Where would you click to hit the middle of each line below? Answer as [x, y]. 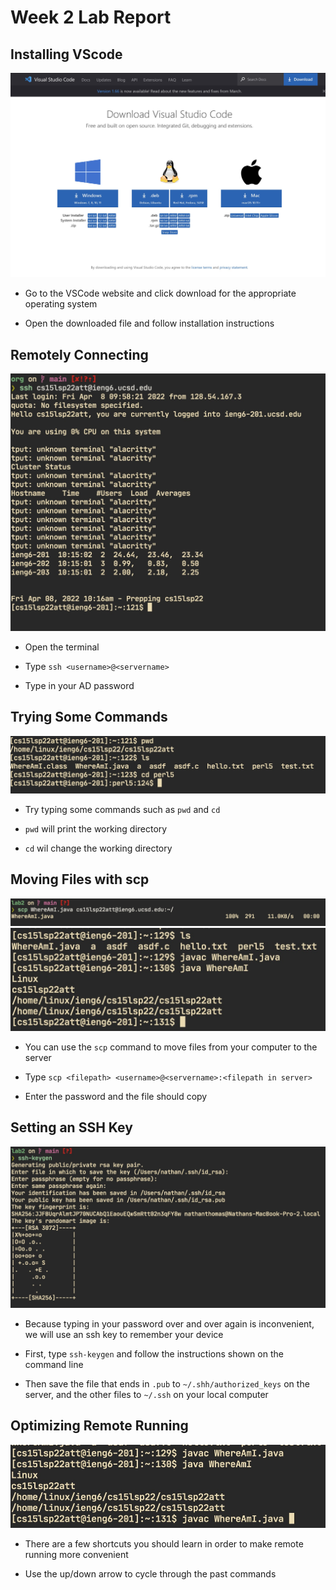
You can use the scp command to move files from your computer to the [171, 1047]
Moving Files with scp [80, 879]
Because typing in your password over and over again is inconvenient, [169, 1323]
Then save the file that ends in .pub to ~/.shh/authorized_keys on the [167, 1383]
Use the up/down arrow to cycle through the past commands [150, 1574]
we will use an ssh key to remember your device [124, 1334]
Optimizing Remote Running [99, 1426]
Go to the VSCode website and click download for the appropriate [160, 293]
